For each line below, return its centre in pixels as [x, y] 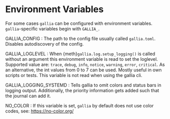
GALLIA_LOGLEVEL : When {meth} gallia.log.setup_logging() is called [80, 54]
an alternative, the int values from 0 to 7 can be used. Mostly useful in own [83, 70]
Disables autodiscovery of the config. [45, 44]
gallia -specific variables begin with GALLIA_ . [52, 28]
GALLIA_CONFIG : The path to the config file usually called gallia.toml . [80, 38]
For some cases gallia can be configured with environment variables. [79, 23]
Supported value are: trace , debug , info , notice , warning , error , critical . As [85, 64]
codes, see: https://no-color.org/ [39, 111]
